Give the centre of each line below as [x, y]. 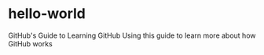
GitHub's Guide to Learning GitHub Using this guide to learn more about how [132, 35]
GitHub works [30, 43]
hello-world [47, 14]
